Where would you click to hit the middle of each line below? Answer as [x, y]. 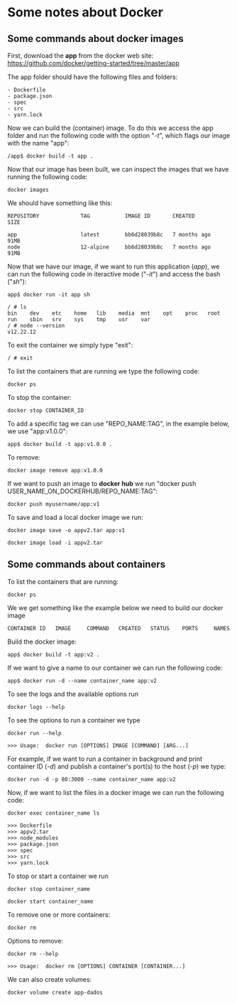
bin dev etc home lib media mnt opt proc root [114, 313]
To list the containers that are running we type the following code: [104, 371]
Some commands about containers [87, 564]
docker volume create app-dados [55, 992]
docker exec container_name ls [54, 813]
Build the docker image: [42, 641]
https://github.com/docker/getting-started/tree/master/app [93, 63]
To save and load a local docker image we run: [75, 517]
